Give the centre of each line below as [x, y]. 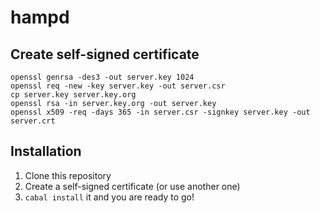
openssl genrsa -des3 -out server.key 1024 [102, 77]
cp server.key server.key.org [73, 95]
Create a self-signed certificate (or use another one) [132, 186]
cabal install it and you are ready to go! [109, 197]
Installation [46, 151]
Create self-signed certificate [105, 54]
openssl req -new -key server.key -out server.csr [118, 86]
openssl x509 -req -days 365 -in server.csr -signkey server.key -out [160, 112]
